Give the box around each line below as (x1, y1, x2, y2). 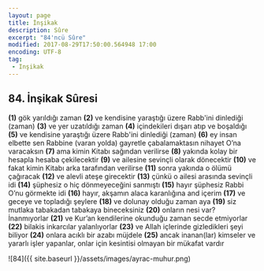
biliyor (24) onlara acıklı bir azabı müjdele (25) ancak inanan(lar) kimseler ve (8, 230, 256, 239)
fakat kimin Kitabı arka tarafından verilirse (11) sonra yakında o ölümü (8, 163, 232, 173)
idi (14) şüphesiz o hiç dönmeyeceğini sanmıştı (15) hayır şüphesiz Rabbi (8, 180, 244, 189)
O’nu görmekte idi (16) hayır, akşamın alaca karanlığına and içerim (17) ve (8, 188, 246, 198)
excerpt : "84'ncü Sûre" (8, 33, 87, 42)
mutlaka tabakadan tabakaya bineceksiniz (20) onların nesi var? (8, 205, 216, 214)
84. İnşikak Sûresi (8, 92, 99, 106)
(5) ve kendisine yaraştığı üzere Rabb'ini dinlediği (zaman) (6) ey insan (8, 129, 238, 139)
